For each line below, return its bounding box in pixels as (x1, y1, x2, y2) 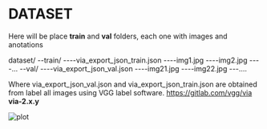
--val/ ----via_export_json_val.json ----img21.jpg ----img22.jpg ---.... (19, 63, 247, 73)
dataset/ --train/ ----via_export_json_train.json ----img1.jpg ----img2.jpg (8, 55, 248, 65)
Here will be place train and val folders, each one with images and (8, 31, 228, 41)
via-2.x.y (8, 96, 40, 106)
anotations (8, 39, 44, 49)
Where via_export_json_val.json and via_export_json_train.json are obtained (8, 79, 258, 89)
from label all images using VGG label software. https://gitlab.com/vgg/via (8, 87, 253, 97)
